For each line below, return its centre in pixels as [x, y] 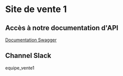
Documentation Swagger [31, 40]
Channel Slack [28, 56]
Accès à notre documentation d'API [62, 28]
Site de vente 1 [36, 9]
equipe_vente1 [20, 68]
